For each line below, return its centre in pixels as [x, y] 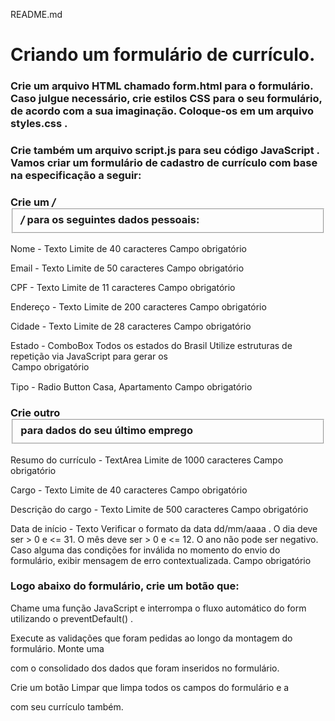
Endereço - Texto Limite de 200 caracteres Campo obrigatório [138, 307]
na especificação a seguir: [76, 176]
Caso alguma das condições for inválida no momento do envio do [145, 550]
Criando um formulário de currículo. [163, 55]
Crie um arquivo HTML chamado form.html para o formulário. [162, 86]
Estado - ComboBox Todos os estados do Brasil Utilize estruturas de [151, 346]
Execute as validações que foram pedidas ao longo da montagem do [151, 638]
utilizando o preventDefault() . [71, 618]
